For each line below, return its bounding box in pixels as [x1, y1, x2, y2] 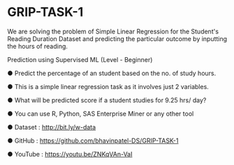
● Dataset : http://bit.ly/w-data [7, 123, 96, 131]
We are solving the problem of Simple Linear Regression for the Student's [7, 27, 219, 36]
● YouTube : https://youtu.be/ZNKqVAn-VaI [7, 150, 133, 158]
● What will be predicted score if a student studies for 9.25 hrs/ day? [7, 95, 207, 104]
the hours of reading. [7, 42, 68, 50]
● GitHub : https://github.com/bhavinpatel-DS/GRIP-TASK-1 [7, 136, 179, 145]
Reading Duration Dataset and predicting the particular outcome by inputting [7, 34, 228, 42]
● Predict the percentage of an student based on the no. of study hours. [7, 69, 217, 77]
